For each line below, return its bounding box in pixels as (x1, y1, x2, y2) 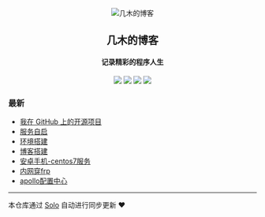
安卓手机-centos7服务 (19, 156, 91, 166)
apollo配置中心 (19, 176, 68, 185)
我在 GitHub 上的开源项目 (19, 117, 103, 126)
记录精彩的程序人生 (101, 57, 164, 66)
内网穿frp (19, 166, 51, 175)
